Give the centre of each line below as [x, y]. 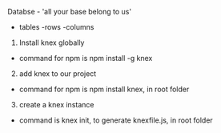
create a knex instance [56, 105]
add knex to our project [58, 74]
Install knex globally [52, 42]
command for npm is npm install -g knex [86, 58]
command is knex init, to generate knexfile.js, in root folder [116, 120]
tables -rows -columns [56, 27]
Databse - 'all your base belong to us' [70, 12]
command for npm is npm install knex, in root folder [104, 89]
